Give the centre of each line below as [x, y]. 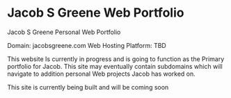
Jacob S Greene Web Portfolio [96, 13]
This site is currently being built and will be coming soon [88, 87]
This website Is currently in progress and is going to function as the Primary [116, 59]
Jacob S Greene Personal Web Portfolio [64, 32]
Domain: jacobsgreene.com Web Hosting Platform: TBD [87, 45]
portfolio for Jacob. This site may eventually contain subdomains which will [115, 66]
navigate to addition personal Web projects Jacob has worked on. [102, 74]
